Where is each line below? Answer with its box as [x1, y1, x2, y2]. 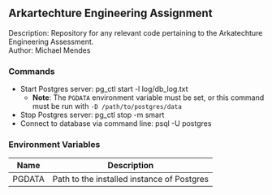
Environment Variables [8, 139, 101, 150]
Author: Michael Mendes [8, 45, 91, 55]
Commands [8, 65, 55, 76]
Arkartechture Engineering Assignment [8, 6, 213, 20]
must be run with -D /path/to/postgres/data [32, 102, 183, 111]
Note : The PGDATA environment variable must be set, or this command [32, 93, 265, 102]
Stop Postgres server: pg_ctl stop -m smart [19, 110, 165, 120]
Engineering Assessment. [8, 37, 94, 46]
